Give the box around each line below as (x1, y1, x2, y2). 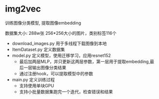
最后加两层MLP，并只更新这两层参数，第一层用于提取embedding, (19, 58, 150, 64)
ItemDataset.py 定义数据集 (12, 46, 65, 52)
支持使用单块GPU (19, 83, 54, 88)
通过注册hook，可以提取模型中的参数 (19, 71, 94, 76)
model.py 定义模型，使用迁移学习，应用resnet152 (12, 52, 111, 58)
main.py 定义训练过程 (12, 76, 55, 83)
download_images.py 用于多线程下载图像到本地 (12, 40, 107, 46)
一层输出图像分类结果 (23, 64, 66, 71)
